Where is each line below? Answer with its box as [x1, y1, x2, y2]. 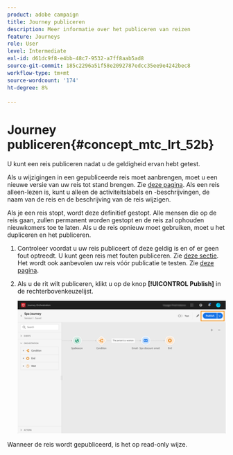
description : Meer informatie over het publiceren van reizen [7, 26, 191, 33]
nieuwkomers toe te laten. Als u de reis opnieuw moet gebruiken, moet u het [7, 224, 225, 232]
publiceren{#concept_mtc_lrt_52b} [7, 137, 215, 152]
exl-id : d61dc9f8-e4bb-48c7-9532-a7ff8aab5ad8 [7, 55, 144, 62]
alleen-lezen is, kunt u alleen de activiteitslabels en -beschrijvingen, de [7, 188, 210, 197]
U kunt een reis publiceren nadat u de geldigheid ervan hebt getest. [7, 160, 200, 168]
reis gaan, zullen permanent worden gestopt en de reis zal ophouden [7, 216, 205, 224]
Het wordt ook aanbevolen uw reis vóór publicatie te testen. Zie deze [17, 259, 214, 267]
